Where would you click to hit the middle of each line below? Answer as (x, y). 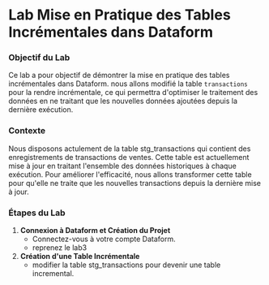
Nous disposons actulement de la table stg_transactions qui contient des (130, 149)
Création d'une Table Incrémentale (80, 257)
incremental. (53, 274)
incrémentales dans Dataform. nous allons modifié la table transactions (128, 84)
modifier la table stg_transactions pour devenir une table (126, 265)
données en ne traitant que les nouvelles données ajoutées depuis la (123, 101)
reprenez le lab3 (60, 248)
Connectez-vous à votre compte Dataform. (104, 239)
